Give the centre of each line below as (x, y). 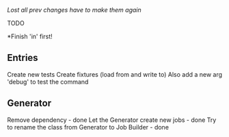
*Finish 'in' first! (30, 36)
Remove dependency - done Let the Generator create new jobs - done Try (112, 120)
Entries (23, 58)
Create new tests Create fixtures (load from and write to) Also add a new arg (115, 74)
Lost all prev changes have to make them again (74, 10)
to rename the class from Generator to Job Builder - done (88, 127)
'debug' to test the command (48, 82)
